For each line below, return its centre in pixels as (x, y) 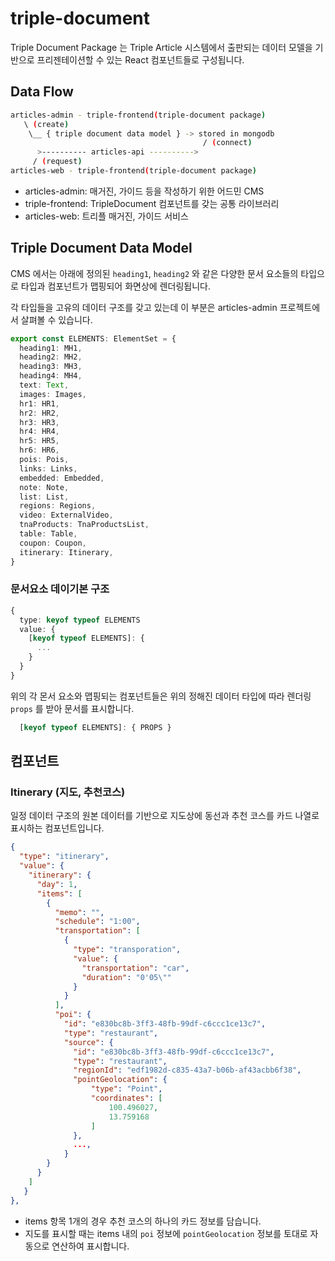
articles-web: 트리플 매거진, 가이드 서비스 (106, 216)
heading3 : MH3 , (51, 367)
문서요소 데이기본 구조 (60, 589)
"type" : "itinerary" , (64, 857)
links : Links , (48, 468)
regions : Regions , (58, 506)
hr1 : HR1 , (39, 403)
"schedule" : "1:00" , (97, 922)
